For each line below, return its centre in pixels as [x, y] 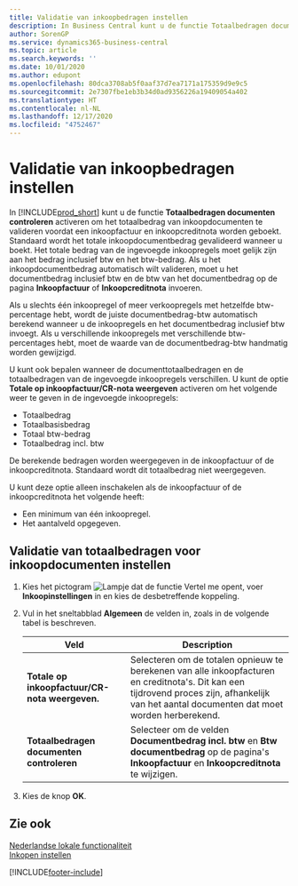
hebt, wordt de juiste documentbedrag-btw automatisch [156, 314]
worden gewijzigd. [43, 352]
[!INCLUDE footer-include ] [56, 872]
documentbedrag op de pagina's [200, 752]
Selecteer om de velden [180, 730]
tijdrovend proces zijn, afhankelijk [200, 692]
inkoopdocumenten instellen [90, 565]
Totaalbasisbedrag [56, 424]
